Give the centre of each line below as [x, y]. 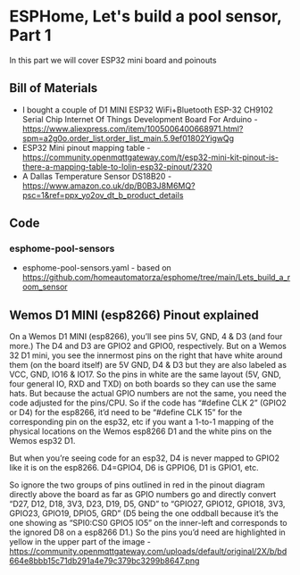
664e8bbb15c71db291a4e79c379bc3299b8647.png [104, 561]
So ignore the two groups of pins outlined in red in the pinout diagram [137, 485]
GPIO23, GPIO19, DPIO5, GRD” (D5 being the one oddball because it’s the [144, 513]
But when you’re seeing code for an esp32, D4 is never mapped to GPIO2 [144, 458]
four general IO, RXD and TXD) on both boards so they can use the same [143, 384]
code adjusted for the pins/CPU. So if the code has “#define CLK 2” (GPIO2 [148, 403]
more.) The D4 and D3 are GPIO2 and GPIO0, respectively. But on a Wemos [148, 346]
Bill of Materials [54, 88]
